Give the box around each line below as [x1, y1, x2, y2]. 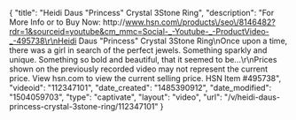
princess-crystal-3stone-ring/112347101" [9, 101, 159, 111]
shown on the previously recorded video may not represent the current [9, 64, 269, 74]
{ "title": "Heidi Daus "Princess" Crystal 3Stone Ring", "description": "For [9, 8, 275, 18]
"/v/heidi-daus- [224, 92, 281, 102]
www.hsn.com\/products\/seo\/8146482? [125, 17, 277, 27]
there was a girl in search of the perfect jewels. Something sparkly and [9, 45, 268, 56]
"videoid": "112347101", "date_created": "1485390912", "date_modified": [9, 83, 272, 93]
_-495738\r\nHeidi [9, 35, 77, 46]
